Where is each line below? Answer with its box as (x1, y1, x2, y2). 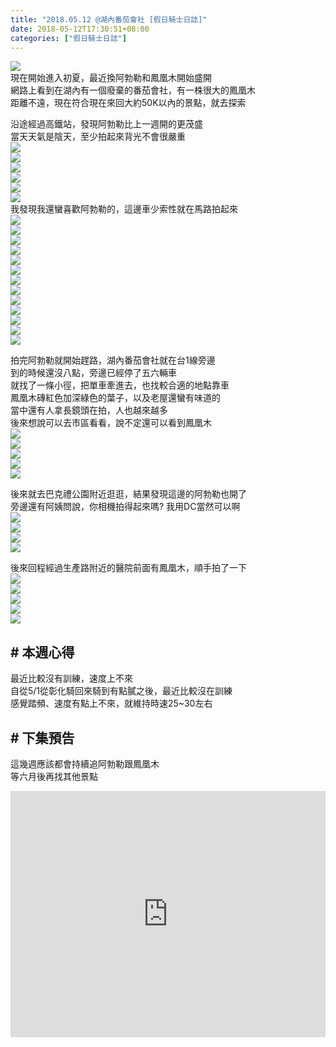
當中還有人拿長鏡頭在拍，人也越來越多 (10, 404, 168, 416)
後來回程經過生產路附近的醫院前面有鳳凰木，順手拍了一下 (10, 562, 247, 574)
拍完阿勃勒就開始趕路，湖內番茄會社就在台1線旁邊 (10, 354, 216, 366)
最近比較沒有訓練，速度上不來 (10, 672, 133, 685)
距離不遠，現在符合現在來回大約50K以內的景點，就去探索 (10, 97, 247, 109)
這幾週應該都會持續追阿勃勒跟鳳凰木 (10, 758, 160, 770)
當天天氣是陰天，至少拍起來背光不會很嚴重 (10, 131, 186, 143)
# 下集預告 (10, 729, 75, 746)
